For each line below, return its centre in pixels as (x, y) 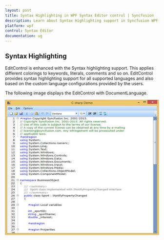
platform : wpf (20, 26)
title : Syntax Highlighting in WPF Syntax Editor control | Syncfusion (79, 15)
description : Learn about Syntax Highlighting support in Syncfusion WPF (82, 20)
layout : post (18, 10)
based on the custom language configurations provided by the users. (74, 83)
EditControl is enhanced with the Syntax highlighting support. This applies (79, 68)
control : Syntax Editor (29, 31)
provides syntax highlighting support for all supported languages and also (79, 78)
